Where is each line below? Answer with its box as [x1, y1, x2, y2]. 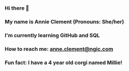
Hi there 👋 [5, 5, 30, 12]
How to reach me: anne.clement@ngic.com [5, 45, 113, 52]
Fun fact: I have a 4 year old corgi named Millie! [5, 59, 122, 66]
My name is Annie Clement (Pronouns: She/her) [5, 18, 124, 25]
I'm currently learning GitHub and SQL [5, 31, 100, 39]
